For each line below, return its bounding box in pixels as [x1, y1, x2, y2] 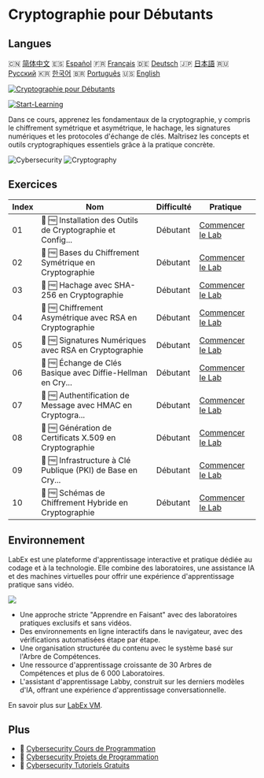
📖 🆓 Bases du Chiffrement [41, 246, 140, 257]
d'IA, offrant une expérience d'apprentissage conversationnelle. [19, 685, 226, 695]
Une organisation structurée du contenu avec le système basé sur [19, 643, 233, 653]
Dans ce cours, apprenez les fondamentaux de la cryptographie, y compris [8, 115, 251, 124]
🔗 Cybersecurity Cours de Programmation [19, 744, 156, 754]
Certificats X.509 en [41, 432, 116, 443]
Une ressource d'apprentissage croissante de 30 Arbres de [19, 660, 212, 669]
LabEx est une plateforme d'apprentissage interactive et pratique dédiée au [8, 554, 253, 564]
